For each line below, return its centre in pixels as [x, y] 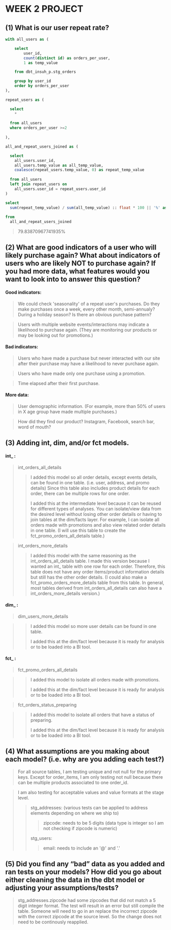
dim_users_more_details [43, 616]
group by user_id [33, 81]
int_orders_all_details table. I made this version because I [90, 561]
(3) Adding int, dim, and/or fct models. [67, 443]
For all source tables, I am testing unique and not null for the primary [89, 772]
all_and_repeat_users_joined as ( [42, 146]
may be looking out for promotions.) [55, 335]
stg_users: [41, 838]
